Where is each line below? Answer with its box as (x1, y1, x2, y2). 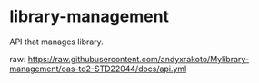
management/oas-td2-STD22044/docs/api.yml (9, 63, 187, 74)
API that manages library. (9, 36, 105, 47)
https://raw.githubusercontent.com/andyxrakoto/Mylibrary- (27, 53, 250, 64)
